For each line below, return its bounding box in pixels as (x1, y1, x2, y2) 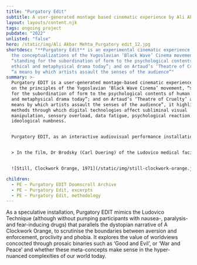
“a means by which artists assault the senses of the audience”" (11, 69, 175, 75)
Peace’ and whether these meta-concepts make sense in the (6, 246, 153, 253)
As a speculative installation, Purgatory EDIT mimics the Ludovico (6, 208, 165, 216)
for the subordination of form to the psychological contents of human (11, 91, 191, 97)
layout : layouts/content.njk (6, 19, 77, 25)
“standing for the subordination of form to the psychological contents (11, 58, 193, 64)
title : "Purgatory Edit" (6, 8, 67, 15)
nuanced (6, 253, 28, 260)
